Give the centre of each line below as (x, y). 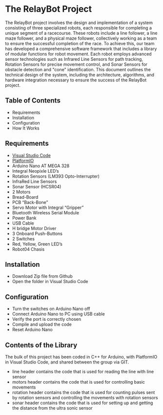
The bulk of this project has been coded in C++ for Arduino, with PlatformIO (81, 357)
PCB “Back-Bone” (30, 202)
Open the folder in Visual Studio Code (50, 282)
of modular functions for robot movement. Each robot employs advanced (79, 54)
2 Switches (23, 238)
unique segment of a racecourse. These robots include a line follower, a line (81, 33)
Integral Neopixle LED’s (36, 171)
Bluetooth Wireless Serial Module (46, 212)
